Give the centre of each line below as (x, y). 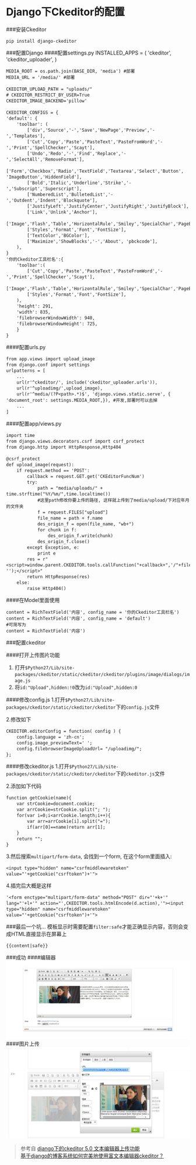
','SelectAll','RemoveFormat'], (45, 159)
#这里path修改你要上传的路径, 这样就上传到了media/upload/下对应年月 (113, 500)
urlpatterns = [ (26, 370)
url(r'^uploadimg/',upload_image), (60, 388)
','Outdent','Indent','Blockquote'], (52, 200)
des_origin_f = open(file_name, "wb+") (85, 524)
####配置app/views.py (34, 423)
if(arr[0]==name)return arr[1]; (66, 827)
